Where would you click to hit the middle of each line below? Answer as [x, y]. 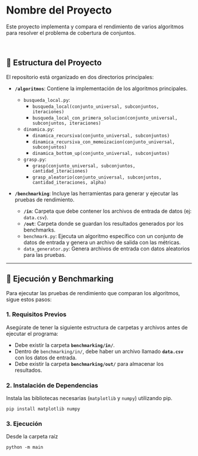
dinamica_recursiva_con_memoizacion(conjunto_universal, [103, 142]
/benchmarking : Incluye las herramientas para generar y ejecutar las [96, 193]
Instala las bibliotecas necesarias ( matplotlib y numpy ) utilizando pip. [89, 398]
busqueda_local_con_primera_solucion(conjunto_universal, [105, 118]
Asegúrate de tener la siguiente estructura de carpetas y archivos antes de [97, 327]
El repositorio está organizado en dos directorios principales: [80, 77]
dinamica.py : [39, 129]
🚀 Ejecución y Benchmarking [60, 279]
